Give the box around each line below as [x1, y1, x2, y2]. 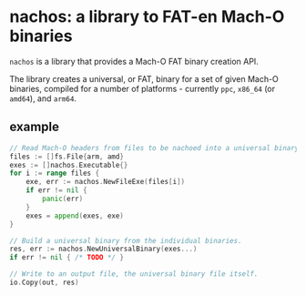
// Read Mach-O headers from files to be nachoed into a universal [9, 143, 271, 152]
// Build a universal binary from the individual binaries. [9, 236, 243, 245]
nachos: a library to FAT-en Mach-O [9, 6, 285, 27]
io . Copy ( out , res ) [9, 278, 79, 287]
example [9, 119, 60, 135]
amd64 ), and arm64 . [9, 93, 77, 104]
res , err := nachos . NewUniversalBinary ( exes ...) [9, 244, 198, 254]
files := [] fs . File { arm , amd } [9, 152, 125, 161]
